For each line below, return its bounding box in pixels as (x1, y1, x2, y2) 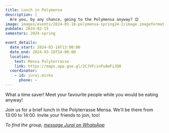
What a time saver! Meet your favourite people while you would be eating (5, 92, 158, 98)
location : (10, 54, 30, 59)
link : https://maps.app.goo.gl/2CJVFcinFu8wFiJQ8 (14, 64, 122, 69)
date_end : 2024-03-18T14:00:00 (10, 49, 76, 55)
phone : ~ (18, 78, 38, 83)
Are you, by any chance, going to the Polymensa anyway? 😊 (10, 17, 139, 22)
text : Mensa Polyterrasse (14, 59, 70, 64)
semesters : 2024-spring (5, 31, 56, 36)
